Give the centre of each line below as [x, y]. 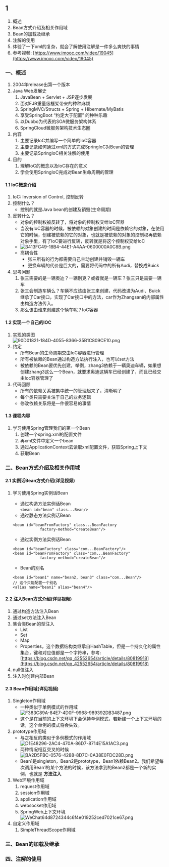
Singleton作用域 [29, 701]
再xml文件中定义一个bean [47, 440]
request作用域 [35, 787]
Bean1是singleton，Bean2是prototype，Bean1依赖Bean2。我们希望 [90, 761]
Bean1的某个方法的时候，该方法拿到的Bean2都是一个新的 [93, 768]
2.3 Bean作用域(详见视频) [32, 688]
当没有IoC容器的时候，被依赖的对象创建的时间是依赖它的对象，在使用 [92, 229]
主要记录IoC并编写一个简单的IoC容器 [58, 141]
